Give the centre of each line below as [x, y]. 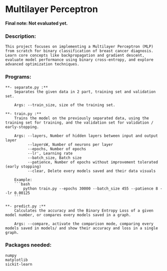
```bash [22, 184]
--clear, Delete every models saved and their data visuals [92, 171]
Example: [23, 179]
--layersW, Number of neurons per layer [70, 144]
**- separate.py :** [27, 87]
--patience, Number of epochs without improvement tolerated [93, 162]
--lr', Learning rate [50, 153]
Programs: [18, 77]
